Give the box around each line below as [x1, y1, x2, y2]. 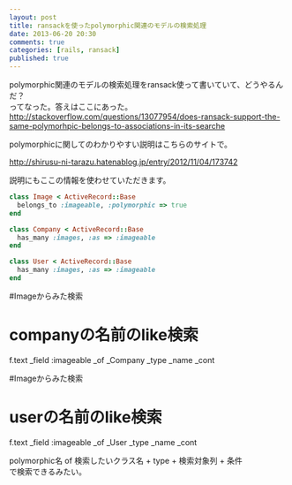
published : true [9, 54, 69, 63]
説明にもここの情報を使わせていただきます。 [9, 175, 171, 186]
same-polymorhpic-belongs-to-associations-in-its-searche [9, 121, 226, 131]
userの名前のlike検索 [9, 407, 162, 427]
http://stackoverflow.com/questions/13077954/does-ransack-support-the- [9, 111, 281, 122]
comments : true [9, 37, 65, 47]
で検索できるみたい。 [9, 466, 86, 477]
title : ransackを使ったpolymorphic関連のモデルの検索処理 [9, 21, 207, 30]
